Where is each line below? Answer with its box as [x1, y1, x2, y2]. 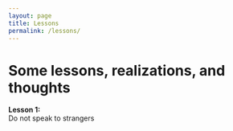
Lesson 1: [8, 105, 41, 115]
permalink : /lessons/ [8, 27, 81, 35]
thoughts [8, 78, 71, 96]
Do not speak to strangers [8, 113, 95, 123]
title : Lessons [8, 19, 59, 27]
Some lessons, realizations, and [8, 61, 226, 80]
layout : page [8, 11, 52, 20]
